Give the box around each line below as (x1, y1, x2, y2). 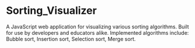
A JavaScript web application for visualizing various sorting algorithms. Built (6, 23, 189, 30)
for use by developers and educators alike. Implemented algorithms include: (6, 29, 189, 36)
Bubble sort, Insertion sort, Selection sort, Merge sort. (6, 35, 136, 42)
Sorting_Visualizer (6, 4, 97, 17)
